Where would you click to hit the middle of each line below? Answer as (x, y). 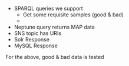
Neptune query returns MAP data (54, 27)
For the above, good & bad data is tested (55, 57)
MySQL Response (36, 46)
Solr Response (32, 39)
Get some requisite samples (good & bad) (73, 15)
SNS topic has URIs (38, 33)
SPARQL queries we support (48, 8)
